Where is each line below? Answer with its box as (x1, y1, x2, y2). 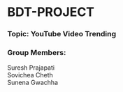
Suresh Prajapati (7, 63, 55, 72)
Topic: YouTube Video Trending (7, 29, 117, 39)
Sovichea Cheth (7, 71, 54, 79)
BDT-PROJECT (7, 4, 95, 20)
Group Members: (7, 48, 66, 58)
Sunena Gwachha (7, 78, 58, 87)
